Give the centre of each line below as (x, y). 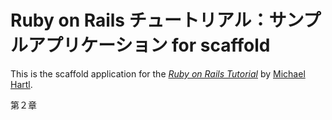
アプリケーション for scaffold (149, 45)
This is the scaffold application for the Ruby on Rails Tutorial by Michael (158, 73)
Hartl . (21, 84)
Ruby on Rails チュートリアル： (140, 20)
